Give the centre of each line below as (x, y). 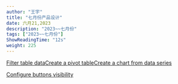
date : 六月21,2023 (28, 23)
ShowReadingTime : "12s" (36, 40)
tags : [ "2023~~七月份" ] (35, 34)
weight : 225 (21, 46)
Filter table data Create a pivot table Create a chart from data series (89, 63)
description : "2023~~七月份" (42, 29)
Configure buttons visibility (40, 74)
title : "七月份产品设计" (34, 18)
